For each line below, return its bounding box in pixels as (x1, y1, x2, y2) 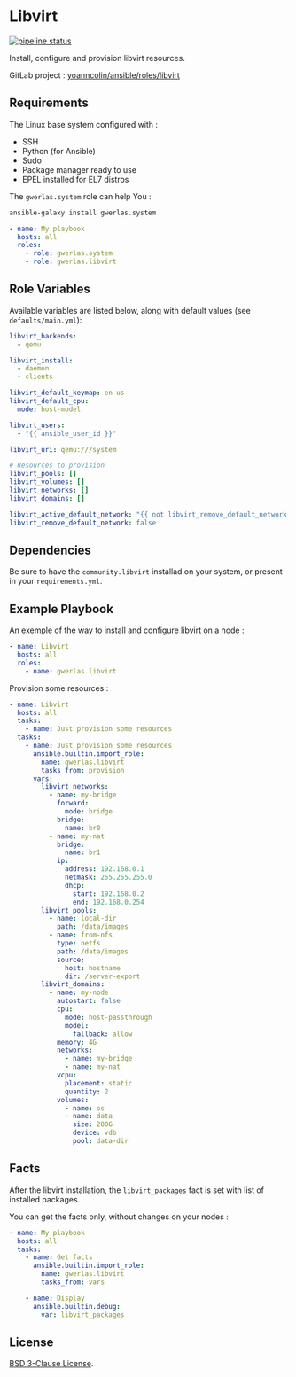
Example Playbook (9, 601, 113, 617)
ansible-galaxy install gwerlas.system (9, 208, 157, 217)
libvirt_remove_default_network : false (9, 518, 157, 527)
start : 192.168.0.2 (72, 889, 144, 899)
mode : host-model (17, 405, 82, 414)
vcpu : (56, 1070, 77, 1080)
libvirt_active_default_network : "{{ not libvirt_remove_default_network (9, 510, 288, 519)
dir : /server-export (65, 972, 141, 981)
